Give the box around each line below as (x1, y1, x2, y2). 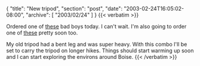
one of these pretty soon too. (6, 29, 78, 36)
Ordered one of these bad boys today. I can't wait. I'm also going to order (6, 23, 187, 30)
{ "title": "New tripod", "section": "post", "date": (6, 5, 123, 12)
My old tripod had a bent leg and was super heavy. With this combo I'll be (6, 41, 187, 48)
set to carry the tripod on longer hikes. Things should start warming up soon (6, 47, 194, 54)
